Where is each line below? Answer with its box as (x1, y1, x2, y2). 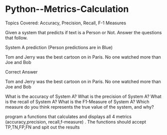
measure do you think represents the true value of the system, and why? (5, 104, 154, 110)
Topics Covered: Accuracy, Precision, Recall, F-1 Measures (5, 20, 126, 26)
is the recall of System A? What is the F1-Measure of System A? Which (5, 98, 150, 105)
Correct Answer (5, 68, 38, 75)
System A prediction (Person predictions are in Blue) (5, 44, 113, 50)
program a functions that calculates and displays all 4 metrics (5, 113, 132, 120)
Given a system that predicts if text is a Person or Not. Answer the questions (5, 29, 162, 35)
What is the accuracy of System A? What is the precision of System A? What (5, 93, 162, 99)
